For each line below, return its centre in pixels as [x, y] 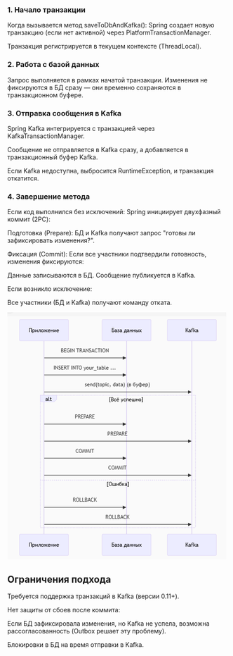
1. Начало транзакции [46, 10]
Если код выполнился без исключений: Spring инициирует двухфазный [114, 212]
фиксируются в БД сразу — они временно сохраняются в [94, 87]
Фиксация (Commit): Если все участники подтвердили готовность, [107, 254]
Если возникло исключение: [50, 289]
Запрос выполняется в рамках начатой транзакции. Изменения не [108, 80]
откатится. [23, 178]
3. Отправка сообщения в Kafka [64, 113]
